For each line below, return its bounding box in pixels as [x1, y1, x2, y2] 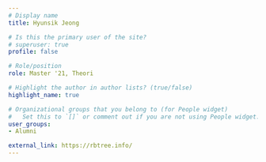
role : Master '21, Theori [8, 70, 93, 77]
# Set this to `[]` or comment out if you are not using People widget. [8, 112, 260, 121]
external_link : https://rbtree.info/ [8, 141, 133, 150]
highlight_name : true [8, 91, 80, 99]
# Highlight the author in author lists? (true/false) [8, 84, 193, 92]
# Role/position [8, 62, 62, 70]
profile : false [8, 48, 59, 56]
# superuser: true [8, 40, 69, 48]
